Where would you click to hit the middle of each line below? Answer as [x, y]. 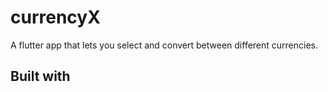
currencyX [55, 17]
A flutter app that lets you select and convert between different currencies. [164, 45]
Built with [40, 76]
